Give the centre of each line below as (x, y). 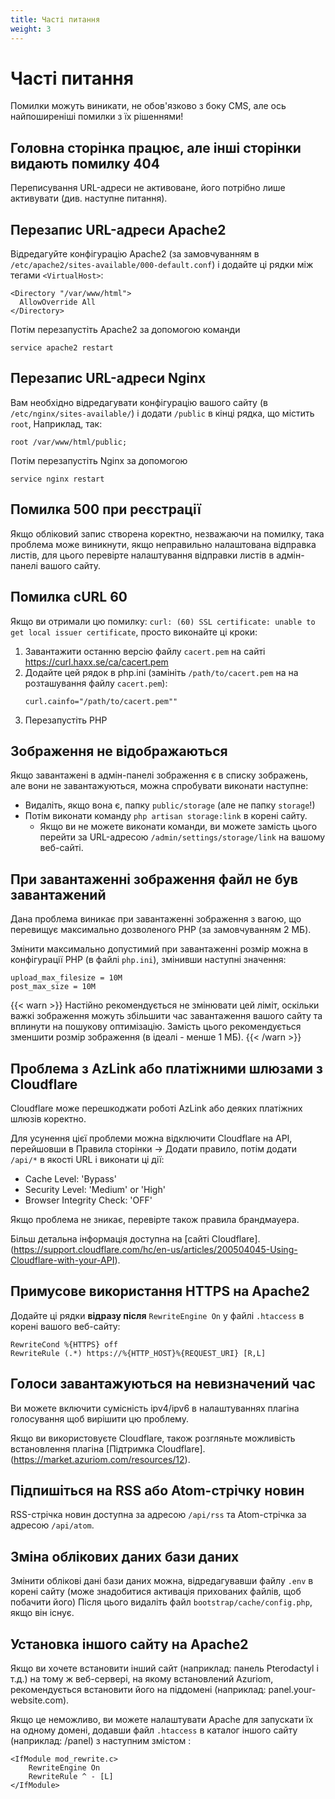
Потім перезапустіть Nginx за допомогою (99, 460)
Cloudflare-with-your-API (62, 1260)
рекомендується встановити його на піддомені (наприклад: (138, 1689)
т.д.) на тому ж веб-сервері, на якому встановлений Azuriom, (142, 1679)
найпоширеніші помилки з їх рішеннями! (97, 117)
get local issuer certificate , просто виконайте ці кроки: (134, 632)
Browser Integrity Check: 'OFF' (88, 1200)
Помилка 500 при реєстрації (106, 509)
